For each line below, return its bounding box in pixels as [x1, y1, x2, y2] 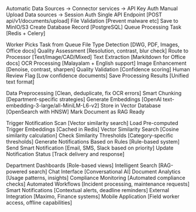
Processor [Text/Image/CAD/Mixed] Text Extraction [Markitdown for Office [6, 54, 186, 60]
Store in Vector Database [100, 102, 161, 109]
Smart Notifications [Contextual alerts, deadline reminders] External [6, 187, 170, 193]
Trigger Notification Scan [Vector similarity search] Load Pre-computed [6, 120, 178, 126]
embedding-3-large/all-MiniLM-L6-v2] [6, 102, 99, 109]
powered [6, 168, 27, 175]
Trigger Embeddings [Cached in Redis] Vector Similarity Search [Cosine [6, 126, 180, 133]
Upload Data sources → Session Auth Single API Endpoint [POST [6, 11, 163, 18]
